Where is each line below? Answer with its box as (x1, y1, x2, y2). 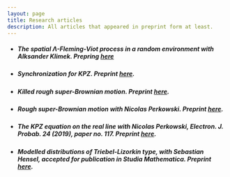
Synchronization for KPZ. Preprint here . (17, 70, 135, 78)
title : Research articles (7, 17, 82, 24)
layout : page (7, 10, 45, 17)
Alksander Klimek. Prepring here (17, 52, 114, 60)
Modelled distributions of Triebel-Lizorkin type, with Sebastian (17, 147, 204, 155)
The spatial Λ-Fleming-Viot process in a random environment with (17, 45, 215, 53)
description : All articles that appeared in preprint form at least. (7, 23, 214, 30)
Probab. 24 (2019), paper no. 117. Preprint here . (17, 130, 157, 138)
